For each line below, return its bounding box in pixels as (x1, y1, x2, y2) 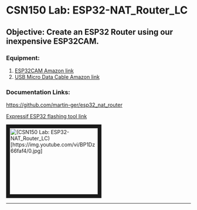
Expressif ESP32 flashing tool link (6, 113, 87, 120)
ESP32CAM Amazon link (14, 67, 74, 74)
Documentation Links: (6, 88, 70, 96)
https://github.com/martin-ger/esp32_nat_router (6, 101, 123, 109)
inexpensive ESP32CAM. (6, 36, 100, 46)
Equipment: (6, 54, 40, 62)
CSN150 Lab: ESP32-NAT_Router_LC (6, 4, 188, 17)
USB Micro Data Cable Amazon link (14, 73, 100, 80)
